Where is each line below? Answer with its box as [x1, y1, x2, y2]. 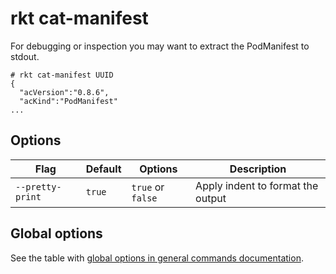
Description [229, 162, 287, 176]
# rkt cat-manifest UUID [10, 70, 114, 80]
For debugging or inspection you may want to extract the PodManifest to [10, 40, 310, 52]
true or [131, 180, 165, 194]
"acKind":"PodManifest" [19, 96, 118, 106]
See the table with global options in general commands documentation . [10, 252, 304, 264]
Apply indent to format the [195, 178, 319, 192]
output [195, 191, 227, 205]
